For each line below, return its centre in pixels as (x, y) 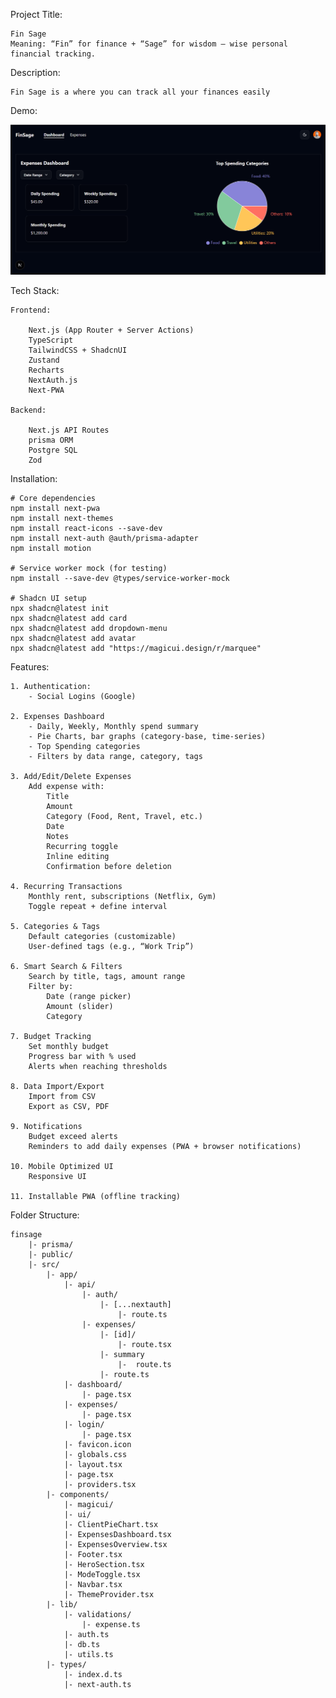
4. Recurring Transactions (66, 886)
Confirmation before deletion (109, 866)
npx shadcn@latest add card (69, 618)
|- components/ (78, 1494)
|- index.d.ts (93, 1674)
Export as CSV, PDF (69, 1106)
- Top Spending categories (84, 746)
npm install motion (51, 548)
